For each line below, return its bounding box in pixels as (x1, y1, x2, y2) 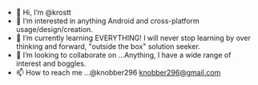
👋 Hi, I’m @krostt (15, 8, 72, 17)
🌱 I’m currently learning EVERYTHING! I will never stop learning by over (15, 33, 251, 42)
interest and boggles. (15, 59, 87, 68)
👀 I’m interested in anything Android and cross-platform (15, 16, 200, 26)
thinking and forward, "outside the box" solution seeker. (15, 42, 200, 51)
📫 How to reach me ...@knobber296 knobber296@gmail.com (15, 68, 221, 77)
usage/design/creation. (15, 25, 94, 34)
